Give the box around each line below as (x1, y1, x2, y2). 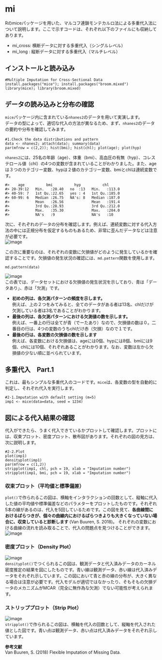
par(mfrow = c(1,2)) (5, 462, 47, 467)
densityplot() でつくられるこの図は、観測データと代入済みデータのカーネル (5, 560, 156, 566)
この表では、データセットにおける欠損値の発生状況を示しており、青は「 (5, 279, 149, 285)
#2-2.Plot (5, 449, 25, 455)
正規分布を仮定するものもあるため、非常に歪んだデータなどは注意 (26, 227, 158, 233)
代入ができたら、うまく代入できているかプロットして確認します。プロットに (5, 427, 157, 433)
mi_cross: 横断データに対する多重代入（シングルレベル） (12, 42, 126, 48)
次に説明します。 (5, 440, 39, 445)
